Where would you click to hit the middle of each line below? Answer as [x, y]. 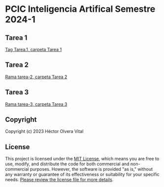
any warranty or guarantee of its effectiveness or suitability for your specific [82, 174]
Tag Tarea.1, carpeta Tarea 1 [33, 49]
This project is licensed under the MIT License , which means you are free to [82, 159]
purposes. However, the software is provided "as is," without [91, 169]
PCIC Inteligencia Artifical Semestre [80, 9]
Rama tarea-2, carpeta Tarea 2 [36, 77]
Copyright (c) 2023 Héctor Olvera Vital [44, 131]
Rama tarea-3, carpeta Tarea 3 [36, 104]
